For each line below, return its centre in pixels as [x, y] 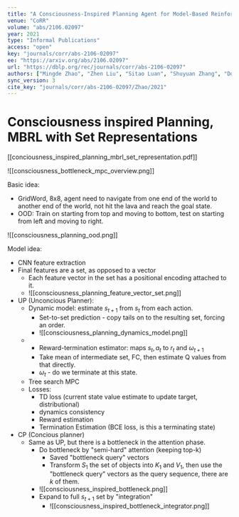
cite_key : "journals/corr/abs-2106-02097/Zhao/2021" [87, 87]
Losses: [40, 389]
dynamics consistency [72, 411]
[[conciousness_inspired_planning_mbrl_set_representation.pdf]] [102, 157]
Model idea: [25, 249]
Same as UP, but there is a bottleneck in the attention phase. [117, 442]
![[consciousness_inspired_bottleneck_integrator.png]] [129, 506]
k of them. [64, 481]
